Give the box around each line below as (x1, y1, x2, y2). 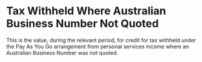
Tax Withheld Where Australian (6, 4, 166, 18)
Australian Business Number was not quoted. (6, 49, 119, 56)
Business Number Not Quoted (6, 17, 159, 30)
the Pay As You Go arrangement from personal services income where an (6, 43, 189, 50)
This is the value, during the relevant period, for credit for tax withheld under (6, 36, 197, 44)
